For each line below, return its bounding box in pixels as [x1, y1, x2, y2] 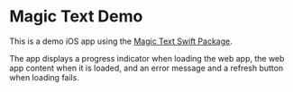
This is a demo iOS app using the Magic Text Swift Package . [9, 36, 233, 46]
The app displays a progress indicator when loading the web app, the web [9, 53, 285, 63]
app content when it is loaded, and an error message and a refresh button [9, 63, 284, 73]
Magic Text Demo [9, 6, 143, 27]
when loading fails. [9, 71, 79, 82]
